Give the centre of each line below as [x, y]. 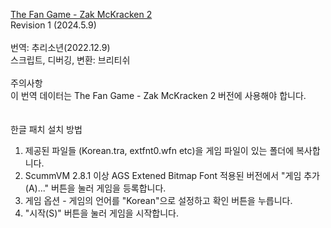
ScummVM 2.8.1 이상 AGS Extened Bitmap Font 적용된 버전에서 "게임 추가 [172, 175]
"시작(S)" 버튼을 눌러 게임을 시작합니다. [102, 213]
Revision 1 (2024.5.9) [53, 25]
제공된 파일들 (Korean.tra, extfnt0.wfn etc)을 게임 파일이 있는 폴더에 [159, 150]
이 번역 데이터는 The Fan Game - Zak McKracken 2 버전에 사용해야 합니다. [158, 95]
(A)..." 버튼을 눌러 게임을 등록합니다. [95, 188]
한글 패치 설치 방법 [46, 129]
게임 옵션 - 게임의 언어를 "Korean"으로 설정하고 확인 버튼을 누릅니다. [158, 200]
